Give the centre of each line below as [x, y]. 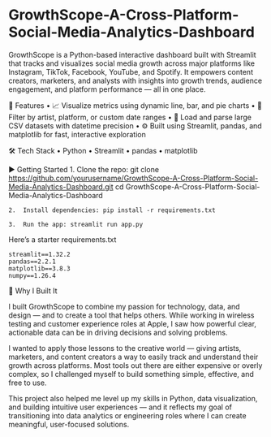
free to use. [28, 383]
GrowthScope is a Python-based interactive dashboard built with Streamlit [133, 54]
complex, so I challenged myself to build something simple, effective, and [131, 374]
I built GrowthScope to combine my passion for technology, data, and [125, 306]
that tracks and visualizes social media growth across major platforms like [132, 63]
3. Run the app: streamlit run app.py [76, 224]
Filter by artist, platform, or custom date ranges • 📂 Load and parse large [130, 117]
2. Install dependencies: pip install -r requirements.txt [112, 210]
